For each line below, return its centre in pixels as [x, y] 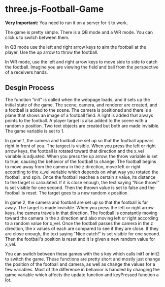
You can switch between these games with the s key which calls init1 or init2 [82, 254]
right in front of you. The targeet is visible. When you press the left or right [81, 146]
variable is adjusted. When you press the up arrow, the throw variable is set [82, 156]
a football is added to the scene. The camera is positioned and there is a [78, 110]
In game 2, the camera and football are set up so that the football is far [77, 202]
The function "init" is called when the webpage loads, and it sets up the [78, 99]
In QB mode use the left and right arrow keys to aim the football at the [76, 47]
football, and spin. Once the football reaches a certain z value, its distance [81, 177]
